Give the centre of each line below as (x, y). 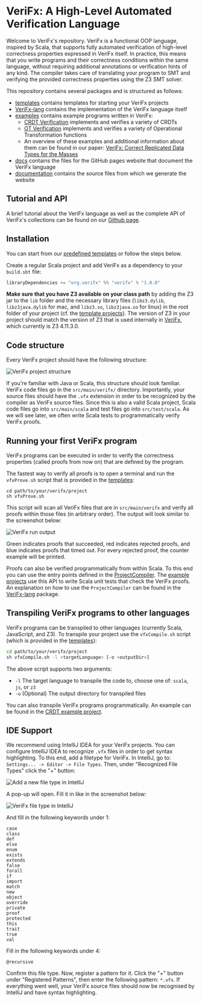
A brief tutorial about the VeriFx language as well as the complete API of (96, 213)
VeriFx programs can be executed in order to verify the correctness (90, 455)
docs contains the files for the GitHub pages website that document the (104, 160)
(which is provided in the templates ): (52, 640)
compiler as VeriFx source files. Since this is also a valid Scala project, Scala (101, 403)
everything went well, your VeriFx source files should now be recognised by (100, 986)
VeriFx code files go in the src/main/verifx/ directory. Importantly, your (96, 390)
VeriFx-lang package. (33, 594)
